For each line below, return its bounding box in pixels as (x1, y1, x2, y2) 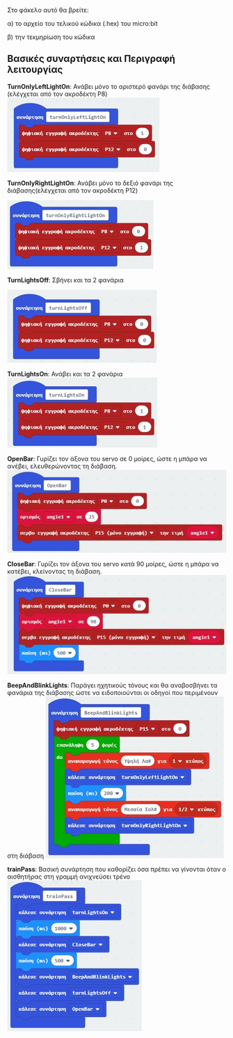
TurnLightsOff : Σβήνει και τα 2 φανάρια (7, 276, 124, 284)
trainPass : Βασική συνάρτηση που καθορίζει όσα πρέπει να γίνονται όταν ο (7, 865, 227, 874)
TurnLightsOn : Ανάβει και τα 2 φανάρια (7, 369, 123, 378)
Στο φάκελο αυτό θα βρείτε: (7, 6, 89, 14)
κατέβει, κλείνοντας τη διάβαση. (7, 567, 102, 575)
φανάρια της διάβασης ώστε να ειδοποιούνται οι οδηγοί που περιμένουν (7, 689, 218, 697)
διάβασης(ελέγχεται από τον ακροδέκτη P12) (7, 186, 138, 194)
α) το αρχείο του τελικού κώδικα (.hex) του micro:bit (7, 19, 158, 27)
